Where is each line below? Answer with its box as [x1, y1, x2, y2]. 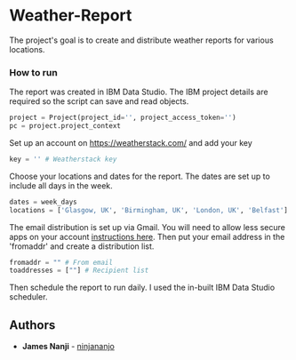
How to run [9, 66, 58, 78]
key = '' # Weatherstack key [9, 155, 117, 164]
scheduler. [9, 292, 48, 302]
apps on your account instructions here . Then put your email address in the [9, 231, 285, 242]
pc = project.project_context [9, 122, 122, 131]
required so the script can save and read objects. [9, 96, 189, 107]
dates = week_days [9, 197, 77, 206]
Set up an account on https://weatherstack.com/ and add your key [9, 137, 253, 148]
